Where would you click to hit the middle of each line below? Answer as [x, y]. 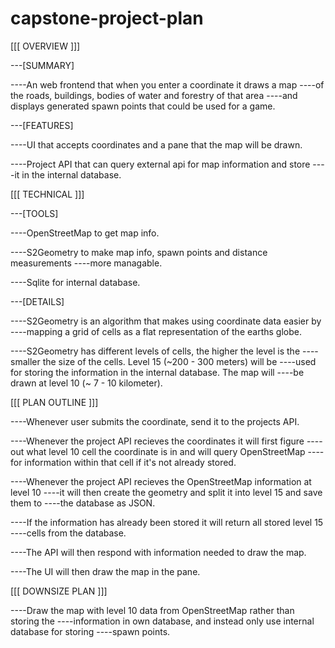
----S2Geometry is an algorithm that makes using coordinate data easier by [166, 321]
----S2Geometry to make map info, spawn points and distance [139, 252]
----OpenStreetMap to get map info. [85, 233]
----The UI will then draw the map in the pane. [105, 571]
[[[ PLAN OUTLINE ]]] [54, 402]
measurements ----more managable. [86, 263]
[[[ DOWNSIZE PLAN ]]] [59, 591]
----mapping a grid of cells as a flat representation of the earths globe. [156, 331]
